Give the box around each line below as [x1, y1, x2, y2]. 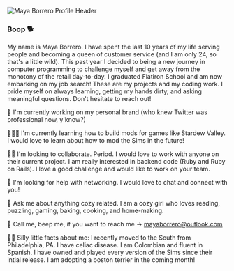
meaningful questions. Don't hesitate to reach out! [7, 95, 152, 103]
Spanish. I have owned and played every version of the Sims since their [7, 248, 213, 257]
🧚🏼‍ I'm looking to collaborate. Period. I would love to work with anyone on [7, 150, 219, 158]
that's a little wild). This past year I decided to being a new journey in [7, 58, 205, 66]
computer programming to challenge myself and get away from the [7, 65, 200, 73]
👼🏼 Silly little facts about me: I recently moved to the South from [7, 233, 191, 242]
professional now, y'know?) [7, 116, 86, 124]
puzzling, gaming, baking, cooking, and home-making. [7, 206, 164, 215]
